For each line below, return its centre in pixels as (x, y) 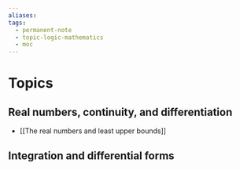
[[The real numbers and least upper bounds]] (93, 131)
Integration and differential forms (91, 156)
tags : (17, 23)
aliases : (22, 15)
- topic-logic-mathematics (59, 37)
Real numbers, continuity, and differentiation (120, 112)
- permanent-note (44, 30)
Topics (31, 83)
